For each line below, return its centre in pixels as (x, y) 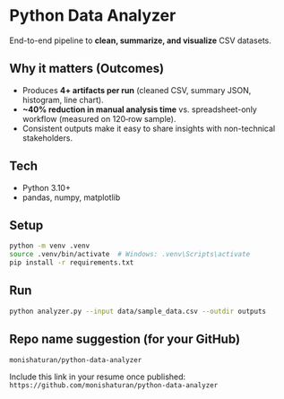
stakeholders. (47, 138)
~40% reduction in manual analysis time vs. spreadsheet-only (139, 109)
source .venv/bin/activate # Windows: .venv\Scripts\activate (130, 255)
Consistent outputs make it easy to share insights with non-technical (149, 128)
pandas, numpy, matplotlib (71, 197)
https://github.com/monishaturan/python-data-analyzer (114, 385)
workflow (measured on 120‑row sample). (99, 118)
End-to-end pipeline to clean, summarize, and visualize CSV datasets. (140, 40)
